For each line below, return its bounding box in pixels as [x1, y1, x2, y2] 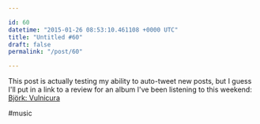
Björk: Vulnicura [8, 93, 61, 103]
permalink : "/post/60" [8, 48, 83, 56]
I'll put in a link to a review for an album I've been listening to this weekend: [8, 85, 253, 95]
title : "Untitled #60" [8, 33, 83, 41]
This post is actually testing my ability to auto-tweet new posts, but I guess [8, 77, 252, 86]
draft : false [8, 40, 51, 48]
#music [8, 108, 33, 118]
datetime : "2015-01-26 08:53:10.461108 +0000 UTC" [8, 25, 179, 34]
